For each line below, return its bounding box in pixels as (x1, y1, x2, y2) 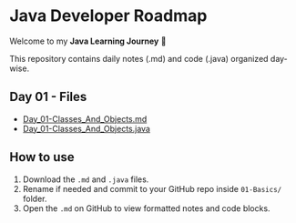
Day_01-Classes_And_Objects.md (22, 113, 148, 124)
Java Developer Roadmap (9, 5, 208, 26)
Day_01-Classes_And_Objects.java (22, 123, 150, 134)
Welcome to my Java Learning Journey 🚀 (9, 35, 167, 46)
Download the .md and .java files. (22, 174, 149, 185)
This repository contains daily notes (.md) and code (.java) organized (9, 53, 269, 64)
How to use (9, 149, 75, 165)
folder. (22, 193, 47, 204)
